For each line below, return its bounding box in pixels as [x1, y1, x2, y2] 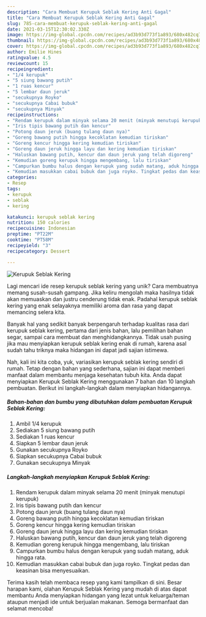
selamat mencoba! [7, 605, 54, 612]
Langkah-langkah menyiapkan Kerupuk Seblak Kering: [7, 473, 150, 481]
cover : [7, 44, 24, 50]
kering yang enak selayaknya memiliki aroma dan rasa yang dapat [7, 302, 173, 309]
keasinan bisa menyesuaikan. [15, 567, 90, 574]
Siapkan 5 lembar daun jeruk [15, 440, 88, 447]
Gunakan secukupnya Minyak [15, 459, 90, 467]
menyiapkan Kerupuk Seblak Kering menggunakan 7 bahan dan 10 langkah [7, 378, 196, 385]
